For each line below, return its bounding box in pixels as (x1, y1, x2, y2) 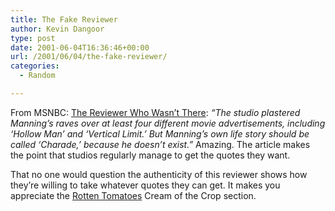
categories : (10, 61, 60, 71)
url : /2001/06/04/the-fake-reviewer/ (10, 52, 168, 62)
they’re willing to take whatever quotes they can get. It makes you (10, 179, 281, 191)
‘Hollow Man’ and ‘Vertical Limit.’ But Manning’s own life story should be (10, 127, 310, 140)
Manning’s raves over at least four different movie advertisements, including (10, 117, 326, 129)
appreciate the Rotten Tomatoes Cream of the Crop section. (10, 189, 257, 201)
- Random (19, 71, 56, 81)
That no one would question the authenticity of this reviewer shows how (10, 168, 308, 180)
